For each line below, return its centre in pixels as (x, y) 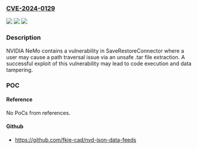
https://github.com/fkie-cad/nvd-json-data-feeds (76, 139)
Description (24, 38)
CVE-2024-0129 (31, 8)
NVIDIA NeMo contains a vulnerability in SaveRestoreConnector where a (95, 51)
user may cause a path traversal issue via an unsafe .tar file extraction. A (96, 57)
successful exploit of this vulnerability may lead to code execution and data (99, 63)
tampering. (20, 69)
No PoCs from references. (38, 112)
